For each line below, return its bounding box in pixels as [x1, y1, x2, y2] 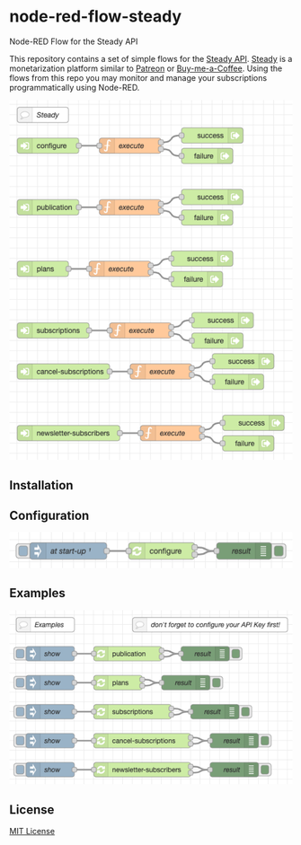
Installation [9, 478, 74, 493]
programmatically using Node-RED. [9, 82, 140, 92]
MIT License [9, 826, 56, 837]
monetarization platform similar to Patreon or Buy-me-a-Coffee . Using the [9, 63, 283, 74]
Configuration [9, 507, 90, 523]
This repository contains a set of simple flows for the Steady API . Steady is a [9, 53, 293, 64]
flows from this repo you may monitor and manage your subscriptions [9, 72, 268, 83]
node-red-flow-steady [9, 6, 182, 27]
